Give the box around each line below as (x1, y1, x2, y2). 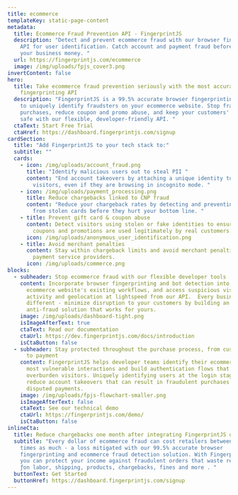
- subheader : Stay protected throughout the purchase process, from (13, 346, 220, 353)
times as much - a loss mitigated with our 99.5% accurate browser (20, 444, 223, 451)
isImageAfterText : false (20, 398, 93, 405)
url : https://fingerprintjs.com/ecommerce (13, 57, 141, 64)
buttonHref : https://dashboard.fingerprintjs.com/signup (13, 477, 186, 484)
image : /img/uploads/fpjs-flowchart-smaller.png (20, 392, 166, 399)
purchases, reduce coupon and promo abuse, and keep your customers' (20, 109, 230, 116)
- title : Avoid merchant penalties (20, 240, 125, 248)
